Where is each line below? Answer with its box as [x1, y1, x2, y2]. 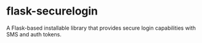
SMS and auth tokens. [6, 30, 62, 38]
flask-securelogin [6, 4, 98, 18]
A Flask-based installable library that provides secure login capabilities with [6, 24, 197, 31]
